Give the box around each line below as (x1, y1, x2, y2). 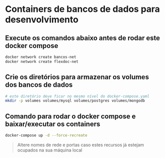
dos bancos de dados (5, 81, 73, 89)
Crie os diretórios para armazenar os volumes (5, 73, 149, 81)
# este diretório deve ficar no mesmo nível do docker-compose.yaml (5, 94, 150, 99)
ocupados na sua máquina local (17, 147, 83, 153)
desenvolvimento (5, 14, 79, 25)
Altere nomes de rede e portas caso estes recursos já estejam (17, 142, 145, 148)
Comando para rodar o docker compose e (5, 112, 136, 120)
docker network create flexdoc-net (5, 59, 79, 64)
